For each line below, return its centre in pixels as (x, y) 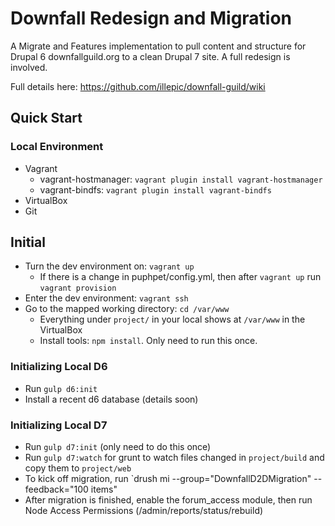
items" (104, 489)
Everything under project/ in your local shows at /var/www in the (172, 319)
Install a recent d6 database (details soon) (111, 399)
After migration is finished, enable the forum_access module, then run (168, 500)
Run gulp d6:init (61, 388)
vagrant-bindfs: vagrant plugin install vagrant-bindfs (155, 189)
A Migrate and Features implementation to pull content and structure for (158, 46)
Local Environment (57, 147)
